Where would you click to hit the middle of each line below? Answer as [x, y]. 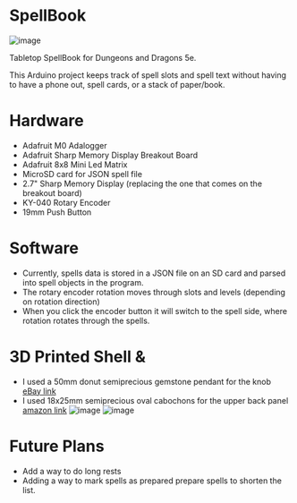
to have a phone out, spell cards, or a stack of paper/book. [117, 84]
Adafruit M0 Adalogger [64, 145]
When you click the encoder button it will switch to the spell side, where [155, 311]
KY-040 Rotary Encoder [66, 202]
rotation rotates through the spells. [86, 320]
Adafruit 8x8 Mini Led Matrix [75, 164]
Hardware [47, 121]
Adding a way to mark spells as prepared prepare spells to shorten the [152, 481]
